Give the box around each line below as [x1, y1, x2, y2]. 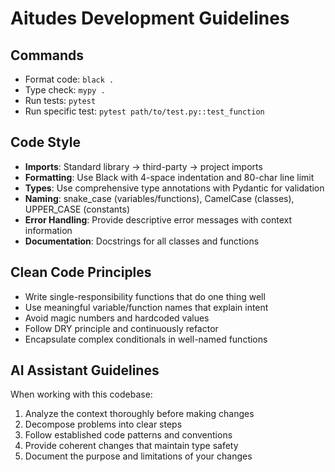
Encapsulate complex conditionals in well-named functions [24, 333, 268, 345]
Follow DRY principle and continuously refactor [24, 322, 219, 334]
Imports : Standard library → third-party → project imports [24, 160, 263, 172]
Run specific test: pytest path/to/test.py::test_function [24, 105, 265, 117]
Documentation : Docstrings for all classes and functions [24, 235, 260, 247]
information [24, 224, 73, 236]
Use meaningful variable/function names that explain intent [24, 301, 269, 313]
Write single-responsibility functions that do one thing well [24, 290, 266, 302]
